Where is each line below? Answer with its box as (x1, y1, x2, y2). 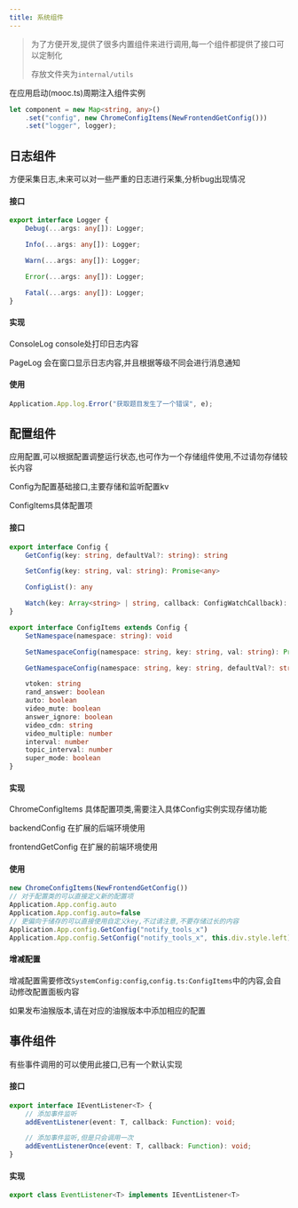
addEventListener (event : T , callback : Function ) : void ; (25, 1117, 237, 1126)
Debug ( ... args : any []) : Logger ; (25, 224, 145, 234)
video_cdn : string (25, 720, 93, 729)
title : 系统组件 (9, 12, 64, 22)
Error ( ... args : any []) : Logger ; (25, 272, 145, 281)
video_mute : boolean (25, 704, 101, 713)
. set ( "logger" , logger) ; (25, 122, 117, 131)
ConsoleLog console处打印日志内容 (9, 338, 139, 349)
